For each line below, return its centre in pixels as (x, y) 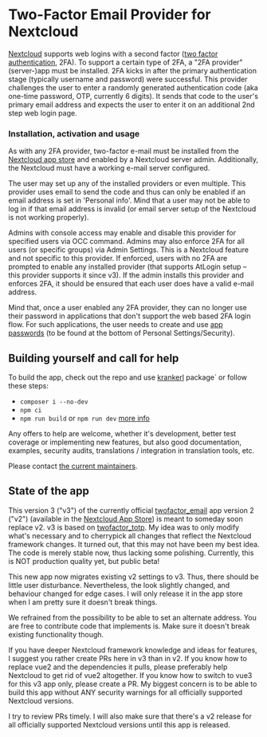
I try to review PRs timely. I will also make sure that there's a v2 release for (130, 716)
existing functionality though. (56, 634)
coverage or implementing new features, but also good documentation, (125, 442)
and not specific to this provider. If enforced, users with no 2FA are (118, 258)
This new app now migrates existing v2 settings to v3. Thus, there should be (133, 577)
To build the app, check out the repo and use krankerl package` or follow (128, 377)
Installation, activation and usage (74, 133)
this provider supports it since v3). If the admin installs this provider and (126, 275)
